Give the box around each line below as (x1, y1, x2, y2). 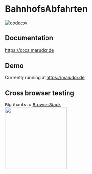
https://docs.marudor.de (5, 47, 54, 53)
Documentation (5, 34, 54, 42)
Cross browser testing (5, 89, 74, 97)
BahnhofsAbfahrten (5, 3, 88, 15)
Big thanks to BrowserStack (5, 102, 61, 108)
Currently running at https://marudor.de (5, 74, 85, 80)
